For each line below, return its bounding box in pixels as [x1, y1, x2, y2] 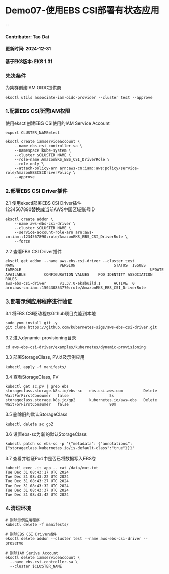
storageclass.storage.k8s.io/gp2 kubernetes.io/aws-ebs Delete [5, 397, 157, 402]
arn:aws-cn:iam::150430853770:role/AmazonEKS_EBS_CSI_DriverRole [5, 285, 146, 290]
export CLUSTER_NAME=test [5, 130, 60, 135]
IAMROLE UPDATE [5, 267, 164, 273]
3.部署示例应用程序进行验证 [5, 298, 72, 305]
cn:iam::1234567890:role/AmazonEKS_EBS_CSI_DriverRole [5, 234, 123, 239]
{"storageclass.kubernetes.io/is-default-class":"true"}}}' [5, 445, 135, 450]
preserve [5, 541, 24, 546]
